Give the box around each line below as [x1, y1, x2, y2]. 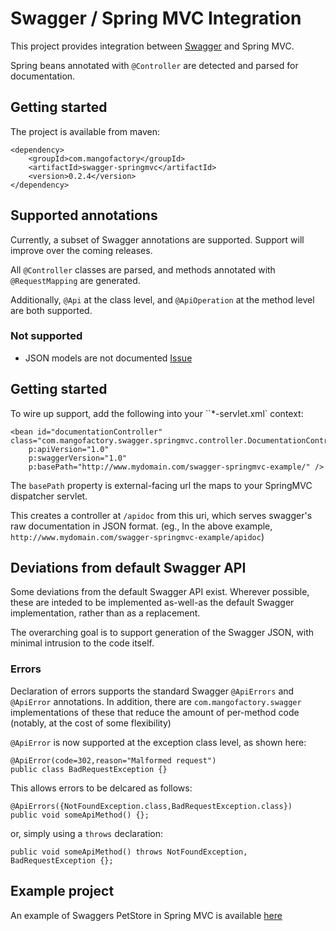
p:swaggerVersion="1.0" [28, 453, 128, 463]
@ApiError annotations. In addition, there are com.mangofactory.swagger [10, 695, 302, 707]
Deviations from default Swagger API [10, 560, 247, 577]
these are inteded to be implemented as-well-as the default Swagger [10, 597, 295, 609]
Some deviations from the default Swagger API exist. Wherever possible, [10, 586, 310, 598]
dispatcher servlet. [10, 490, 88, 502]
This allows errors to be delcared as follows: [10, 782, 193, 794]
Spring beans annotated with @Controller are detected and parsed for [10, 59, 299, 71]
